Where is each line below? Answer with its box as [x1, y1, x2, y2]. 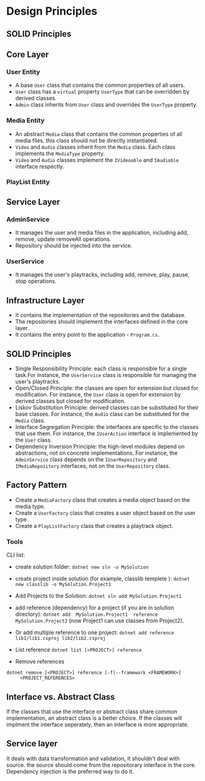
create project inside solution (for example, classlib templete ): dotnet [15, 575, 190, 582]
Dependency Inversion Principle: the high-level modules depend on [15, 443, 185, 450]
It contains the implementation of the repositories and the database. [15, 312, 186, 319]
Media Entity [6, 116, 45, 125]
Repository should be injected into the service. [15, 242, 132, 249]
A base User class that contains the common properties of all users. [15, 81, 185, 89]
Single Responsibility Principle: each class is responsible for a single [15, 365, 187, 372]
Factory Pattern [6, 480, 67, 490]
